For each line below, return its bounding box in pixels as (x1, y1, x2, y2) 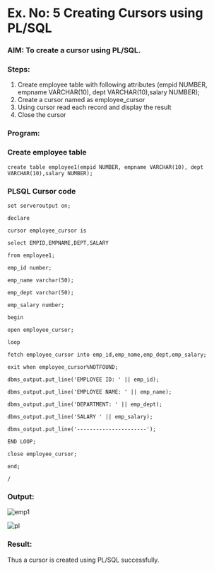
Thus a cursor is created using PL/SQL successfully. (7, 555, 160, 564)
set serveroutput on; (7, 202, 71, 209)
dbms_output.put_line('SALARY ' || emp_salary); (7, 413, 153, 420)
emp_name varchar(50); (7, 277, 74, 284)
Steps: (7, 65, 30, 74)
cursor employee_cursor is (7, 227, 87, 234)
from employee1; (7, 252, 55, 259)
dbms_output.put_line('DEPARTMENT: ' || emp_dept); (7, 401, 162, 408)
